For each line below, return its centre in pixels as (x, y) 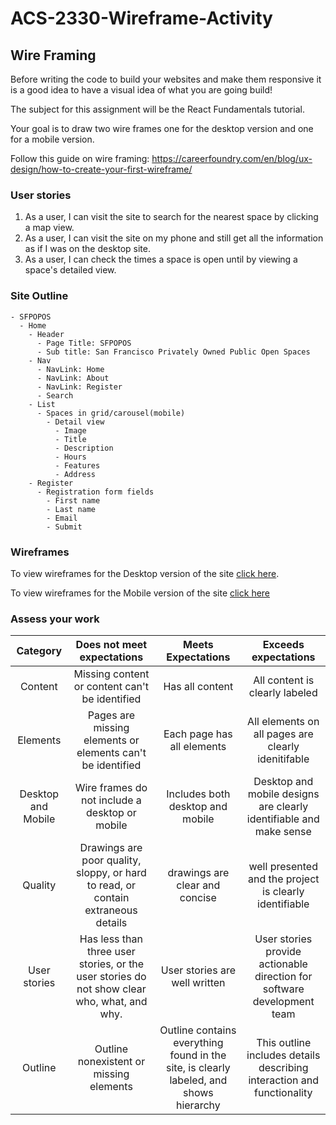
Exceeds (283, 645)
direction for (283, 977)
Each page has (198, 734)
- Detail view (75, 422)
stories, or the (111, 964)
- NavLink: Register (79, 387)
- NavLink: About (73, 378)
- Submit (64, 527)
